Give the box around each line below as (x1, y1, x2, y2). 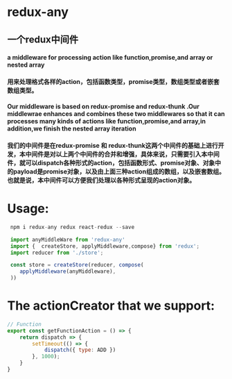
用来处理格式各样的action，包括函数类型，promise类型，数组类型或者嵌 (7, 77, 214, 85)
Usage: (7, 201, 50, 217)
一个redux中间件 (7, 33, 79, 45)
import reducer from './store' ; (10, 249, 104, 256)
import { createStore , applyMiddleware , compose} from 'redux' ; (10, 242, 199, 250)
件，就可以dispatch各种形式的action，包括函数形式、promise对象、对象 (7, 158, 215, 167)
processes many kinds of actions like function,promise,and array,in (7, 117, 206, 126)
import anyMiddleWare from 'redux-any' (10, 236, 126, 243)
